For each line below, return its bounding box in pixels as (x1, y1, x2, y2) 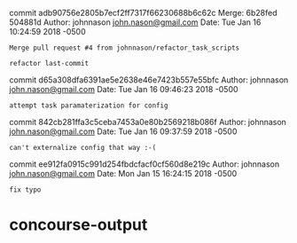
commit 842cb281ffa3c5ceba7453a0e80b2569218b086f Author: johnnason (9, 117, 286, 127)
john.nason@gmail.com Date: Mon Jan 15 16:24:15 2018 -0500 (9, 169, 238, 178)
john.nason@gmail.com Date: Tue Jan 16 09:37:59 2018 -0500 (9, 126, 238, 137)
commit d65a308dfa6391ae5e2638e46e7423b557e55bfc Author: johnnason (9, 74, 289, 85)
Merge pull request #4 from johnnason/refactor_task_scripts (9, 43, 240, 52)
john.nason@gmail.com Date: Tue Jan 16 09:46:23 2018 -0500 (9, 84, 238, 94)
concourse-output (9, 215, 148, 235)
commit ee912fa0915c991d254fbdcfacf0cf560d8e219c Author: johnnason (9, 159, 280, 169)
